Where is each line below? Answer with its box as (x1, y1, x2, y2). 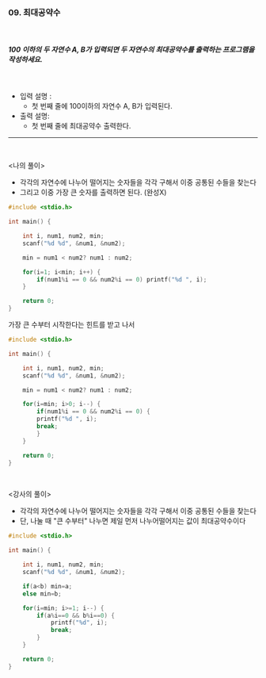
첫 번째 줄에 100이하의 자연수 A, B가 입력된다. (31, 102, 173, 111)
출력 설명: (19, 111, 50, 121)
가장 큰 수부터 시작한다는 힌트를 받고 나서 (8, 320, 135, 330)
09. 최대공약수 (8, 6, 61, 17)
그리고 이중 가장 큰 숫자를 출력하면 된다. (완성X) (19, 188, 167, 197)
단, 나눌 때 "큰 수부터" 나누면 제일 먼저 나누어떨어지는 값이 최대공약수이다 (19, 516, 246, 526)
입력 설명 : (19, 91, 52, 101)
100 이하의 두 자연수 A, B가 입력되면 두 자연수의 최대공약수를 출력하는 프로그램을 (8, 44, 255, 54)
